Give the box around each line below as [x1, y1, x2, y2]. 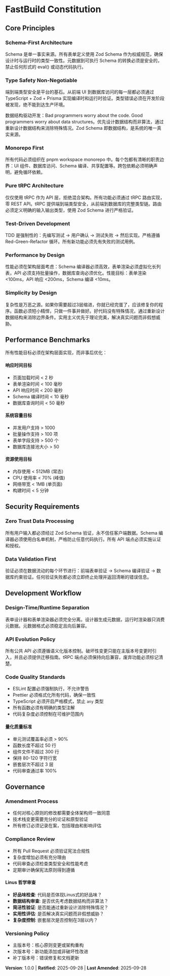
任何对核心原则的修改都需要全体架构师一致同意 [12, 810, 110, 816]
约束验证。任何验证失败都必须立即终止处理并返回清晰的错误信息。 [14, 574, 152, 580]
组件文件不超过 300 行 [12, 748, 59, 754]
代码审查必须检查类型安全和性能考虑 [12, 860, 89, 866]
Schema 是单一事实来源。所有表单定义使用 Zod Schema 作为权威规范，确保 [5, 51, 163, 57]
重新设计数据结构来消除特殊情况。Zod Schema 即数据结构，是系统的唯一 [5, 125, 157, 131]
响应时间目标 [5, 362, 32, 368]
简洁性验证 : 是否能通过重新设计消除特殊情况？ [12, 904, 109, 910]
